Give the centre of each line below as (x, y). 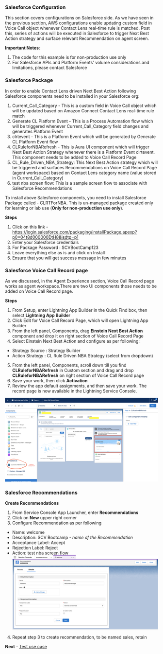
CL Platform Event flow (35, 141)
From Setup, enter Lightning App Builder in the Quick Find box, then (80, 310)
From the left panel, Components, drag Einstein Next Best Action (77, 331)
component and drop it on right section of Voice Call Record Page (78, 336)
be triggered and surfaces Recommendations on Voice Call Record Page (84, 167)
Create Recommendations (32, 503)
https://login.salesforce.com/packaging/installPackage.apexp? (74, 232)
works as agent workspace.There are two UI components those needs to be (81, 286)
